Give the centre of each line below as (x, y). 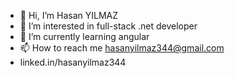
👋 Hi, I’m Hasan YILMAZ (69, 15)
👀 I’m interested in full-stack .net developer (108, 26)
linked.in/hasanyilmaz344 (73, 62)
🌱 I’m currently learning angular (84, 36)
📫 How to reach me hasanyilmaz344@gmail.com (122, 48)
